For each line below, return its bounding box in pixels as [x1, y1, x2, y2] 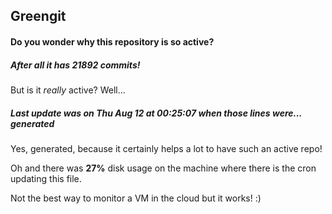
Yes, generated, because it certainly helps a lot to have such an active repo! [10, 142, 323, 154]
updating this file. [10, 172, 82, 184]
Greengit [10, 8, 67, 25]
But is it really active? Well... [10, 84, 126, 96]
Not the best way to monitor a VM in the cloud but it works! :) [10, 192, 262, 204]
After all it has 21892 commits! [10, 59, 141, 71]
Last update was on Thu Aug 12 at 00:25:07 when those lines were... [10, 107, 303, 119]
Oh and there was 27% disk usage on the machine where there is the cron [10, 162, 317, 174]
